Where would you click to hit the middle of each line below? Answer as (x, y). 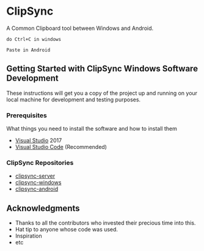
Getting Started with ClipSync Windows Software (102, 69)
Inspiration (28, 236)
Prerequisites (27, 115)
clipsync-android (37, 189)
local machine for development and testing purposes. (74, 100)
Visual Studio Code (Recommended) (61, 147)
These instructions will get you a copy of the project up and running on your (102, 93)
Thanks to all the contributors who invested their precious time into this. (105, 223)
